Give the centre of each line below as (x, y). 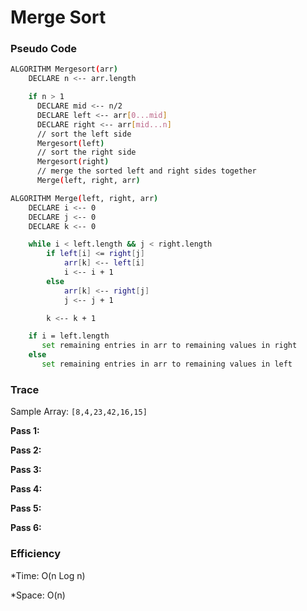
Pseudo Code (44, 49)
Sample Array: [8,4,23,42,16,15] (79, 412)
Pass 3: (26, 470)
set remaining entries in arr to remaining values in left (167, 364)
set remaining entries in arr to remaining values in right (169, 346)
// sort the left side (84, 134)
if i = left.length (69, 336)
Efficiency (36, 554)
